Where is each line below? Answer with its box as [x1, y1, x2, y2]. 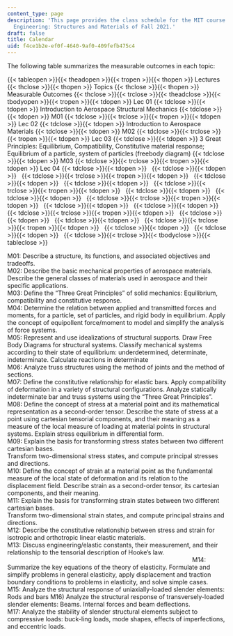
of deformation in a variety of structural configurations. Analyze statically [7, 385, 217, 393]
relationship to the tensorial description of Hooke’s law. [7, 548, 165, 556]
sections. [7, 370, 33, 379]
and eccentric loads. [7, 622, 66, 630]
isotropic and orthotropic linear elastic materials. [7, 533, 146, 541]
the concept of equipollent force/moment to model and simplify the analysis [7, 319, 225, 326]
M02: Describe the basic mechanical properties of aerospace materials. [7, 266, 213, 275]
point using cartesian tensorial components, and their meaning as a [7, 415, 200, 423]
